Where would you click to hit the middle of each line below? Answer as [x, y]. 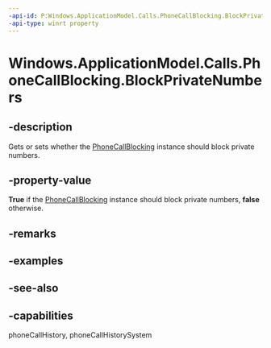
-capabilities [41, 315]
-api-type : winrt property [54, 23]
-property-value [50, 180]
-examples [36, 261]
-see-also [33, 288]
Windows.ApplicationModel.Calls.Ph [135, 63]
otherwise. [26, 208]
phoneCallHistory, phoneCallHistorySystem [80, 335]
